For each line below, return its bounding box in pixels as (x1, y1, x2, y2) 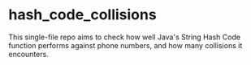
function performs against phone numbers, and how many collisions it (8, 40, 243, 50)
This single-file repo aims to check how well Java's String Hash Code (8, 32, 241, 42)
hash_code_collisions (8, 6, 157, 24)
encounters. (8, 49, 49, 59)
